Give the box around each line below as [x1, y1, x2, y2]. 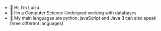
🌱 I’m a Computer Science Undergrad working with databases [9, 10, 137, 16]
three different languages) [9, 20, 64, 26]
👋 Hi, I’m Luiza [9, 5, 40, 10]
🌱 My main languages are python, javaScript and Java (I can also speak [9, 15, 157, 21]
